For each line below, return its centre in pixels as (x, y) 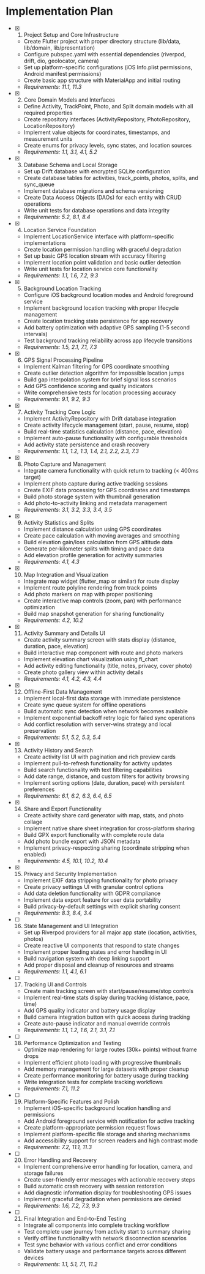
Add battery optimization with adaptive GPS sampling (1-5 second (107, 327)
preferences (39, 789)
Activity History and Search (58, 750)
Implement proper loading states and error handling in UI (95, 952)
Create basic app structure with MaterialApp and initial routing (102, 80)
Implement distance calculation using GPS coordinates (92, 529)
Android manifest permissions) (62, 73)
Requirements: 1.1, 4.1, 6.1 (55, 971)
